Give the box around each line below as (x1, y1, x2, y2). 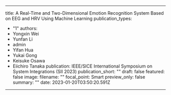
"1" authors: (12, 25, 38, 31)
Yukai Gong (12, 52, 37, 58)
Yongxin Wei (12, 31, 39, 37)
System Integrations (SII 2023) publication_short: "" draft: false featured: (12, 69, 165, 74)
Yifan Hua (12, 47, 34, 53)
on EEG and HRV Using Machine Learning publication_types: (5, 16, 132, 21)
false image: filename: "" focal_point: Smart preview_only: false (12, 74, 146, 80)
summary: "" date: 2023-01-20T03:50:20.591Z (12, 79, 110, 85)
